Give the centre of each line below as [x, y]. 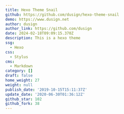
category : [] [19, 71]
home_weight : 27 [22, 80]
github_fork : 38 [22, 104]
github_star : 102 [24, 99]
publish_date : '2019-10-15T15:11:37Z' [46, 90]
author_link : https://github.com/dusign [49, 29]
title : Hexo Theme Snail [32, 10]
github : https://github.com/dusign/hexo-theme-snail [62, 15]
